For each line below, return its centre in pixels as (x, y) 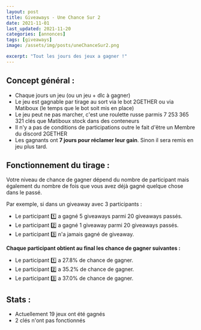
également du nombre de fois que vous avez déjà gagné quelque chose (95, 186)
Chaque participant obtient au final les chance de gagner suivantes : (94, 248)
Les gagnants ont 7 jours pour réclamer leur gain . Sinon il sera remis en (104, 140)
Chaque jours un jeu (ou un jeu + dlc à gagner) (73, 95)
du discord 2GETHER (41, 134)
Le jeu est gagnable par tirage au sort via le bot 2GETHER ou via (94, 101)
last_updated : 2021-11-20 (38, 29)
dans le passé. (24, 193)
